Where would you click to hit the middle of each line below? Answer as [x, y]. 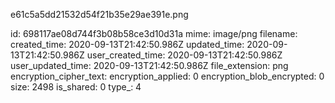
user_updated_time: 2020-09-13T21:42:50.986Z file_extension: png [149, 65]
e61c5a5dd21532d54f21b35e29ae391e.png [99, 14]
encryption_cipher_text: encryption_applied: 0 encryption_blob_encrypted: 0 [167, 76]
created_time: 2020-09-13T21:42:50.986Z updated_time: [127, 44]
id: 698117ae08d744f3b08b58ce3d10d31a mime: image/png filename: [154, 33]
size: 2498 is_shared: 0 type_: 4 [76, 87]
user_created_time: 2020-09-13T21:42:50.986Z [184, 55]
